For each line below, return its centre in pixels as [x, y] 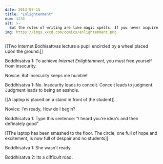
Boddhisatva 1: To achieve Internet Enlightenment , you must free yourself [79, 61]
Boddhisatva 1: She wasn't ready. [38, 148]
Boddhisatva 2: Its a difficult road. [39, 157]
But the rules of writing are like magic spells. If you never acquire [84, 28]
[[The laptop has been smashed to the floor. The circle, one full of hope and [81, 133]
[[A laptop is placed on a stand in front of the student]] [60, 100]
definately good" [22, 123]
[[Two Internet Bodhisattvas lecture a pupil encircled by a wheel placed [77, 46]
